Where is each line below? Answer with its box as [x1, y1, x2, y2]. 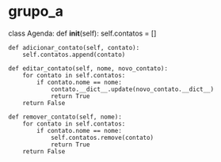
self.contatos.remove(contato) [50, 134, 154, 141]
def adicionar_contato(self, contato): [8, 43, 140, 51]
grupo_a [8, 2, 63, 21]
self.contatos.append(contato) [22, 51, 126, 58]
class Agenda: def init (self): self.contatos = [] [8, 28, 157, 38]
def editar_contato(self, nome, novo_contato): [8, 64, 169, 73]
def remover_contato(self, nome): [8, 113, 123, 121]
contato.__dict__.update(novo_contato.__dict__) [50, 85, 215, 93]
